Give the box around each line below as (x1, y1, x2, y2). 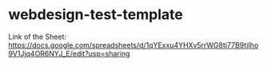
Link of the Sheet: (8, 32, 66, 41)
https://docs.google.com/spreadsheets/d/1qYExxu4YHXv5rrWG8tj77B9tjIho (8, 40, 259, 49)
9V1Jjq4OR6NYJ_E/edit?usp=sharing (8, 49, 130, 58)
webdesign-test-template (8, 6, 184, 24)
